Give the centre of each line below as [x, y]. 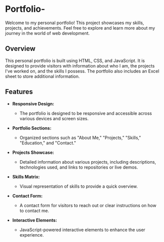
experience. [32, 235]
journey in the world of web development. [48, 33]
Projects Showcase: [33, 152]
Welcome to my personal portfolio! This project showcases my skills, [75, 23]
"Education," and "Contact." [48, 143]
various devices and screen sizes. [54, 118]
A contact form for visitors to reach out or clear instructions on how [88, 205]
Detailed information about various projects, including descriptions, [88, 162]
